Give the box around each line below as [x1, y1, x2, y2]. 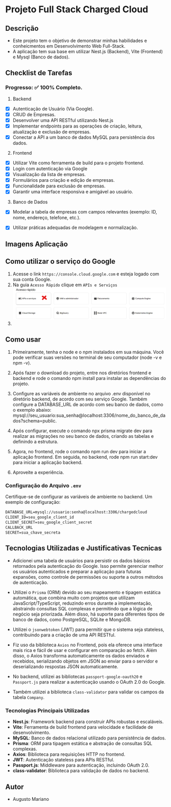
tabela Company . [12, 694, 45, 700]
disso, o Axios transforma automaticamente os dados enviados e [12, 652, 150, 659]
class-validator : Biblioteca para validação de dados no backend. [12, 768, 150, 774]
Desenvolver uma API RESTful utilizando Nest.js [12, 117, 114, 123]
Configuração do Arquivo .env [5, 482, 82, 489]
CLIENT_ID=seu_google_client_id [5, 515, 74, 520]
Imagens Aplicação [5, 240, 68, 248]
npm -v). [12, 359, 32, 366]
